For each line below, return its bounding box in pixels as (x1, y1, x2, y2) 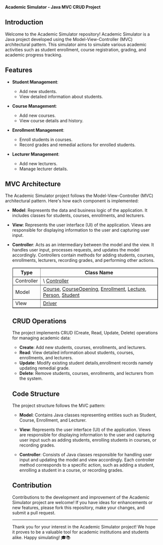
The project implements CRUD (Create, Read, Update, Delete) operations (12, 330, 158, 336)
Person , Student (43, 292, 80, 299)
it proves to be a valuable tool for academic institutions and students (12, 529, 149, 535)
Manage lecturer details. (19, 166, 68, 172)
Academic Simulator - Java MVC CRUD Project (5, 4, 101, 10)
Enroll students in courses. (19, 136, 73, 142)
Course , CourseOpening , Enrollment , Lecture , (43, 286, 147, 292)
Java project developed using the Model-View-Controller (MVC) (5, 36, 133, 42)
